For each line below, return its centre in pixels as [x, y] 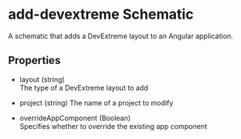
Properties [34, 61]
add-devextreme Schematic [101, 14]
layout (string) [42, 79]
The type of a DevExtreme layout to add [84, 87]
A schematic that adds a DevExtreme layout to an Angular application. [120, 36]
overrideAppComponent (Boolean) [75, 118]
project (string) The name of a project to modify [96, 102]
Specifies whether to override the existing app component [113, 126]
